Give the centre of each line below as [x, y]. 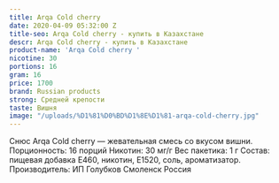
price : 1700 [31, 83]
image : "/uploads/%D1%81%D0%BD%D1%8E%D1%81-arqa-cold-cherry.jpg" [134, 116]
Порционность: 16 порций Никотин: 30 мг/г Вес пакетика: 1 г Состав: [139, 150]
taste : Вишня [33, 108]
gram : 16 [25, 75]
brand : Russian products [55, 91]
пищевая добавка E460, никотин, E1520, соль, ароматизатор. [125, 160]
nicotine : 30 [33, 58]
